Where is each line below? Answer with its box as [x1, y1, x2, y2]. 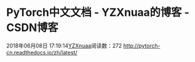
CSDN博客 [6, 21, 59, 35]
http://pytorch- [123, 42, 161, 49]
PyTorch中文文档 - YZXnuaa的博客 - [6, 5, 190, 19]
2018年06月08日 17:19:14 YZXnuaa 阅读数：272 [6, 42, 123, 49]
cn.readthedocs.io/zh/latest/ [6, 49, 78, 56]
